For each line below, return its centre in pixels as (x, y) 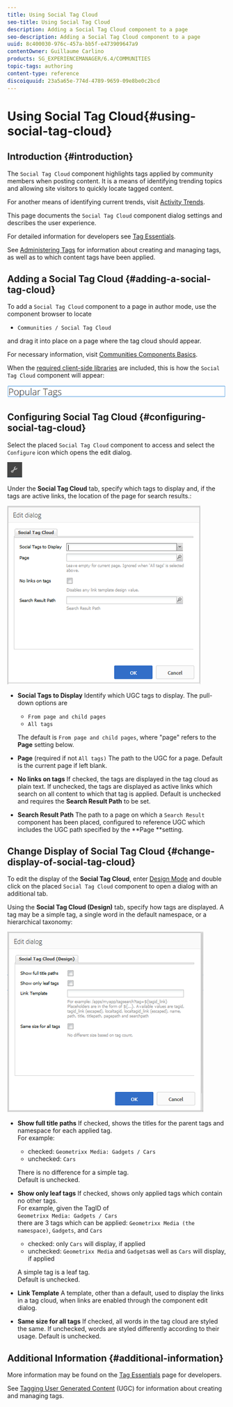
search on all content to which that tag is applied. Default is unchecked (119, 794)
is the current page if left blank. (62, 765)
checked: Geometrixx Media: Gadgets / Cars (92, 1152)
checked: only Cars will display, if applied (87, 1244)
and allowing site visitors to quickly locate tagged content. (90, 188)
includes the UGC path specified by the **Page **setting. (100, 829)
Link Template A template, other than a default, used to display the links (121, 1293)
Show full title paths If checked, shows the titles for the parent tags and (121, 1123)
